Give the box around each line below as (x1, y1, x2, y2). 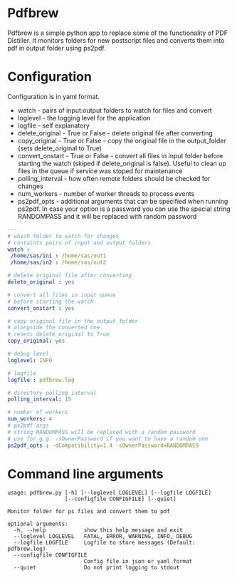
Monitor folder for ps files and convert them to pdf (7, 508, 171, 515)
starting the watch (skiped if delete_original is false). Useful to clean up (17, 159, 226, 167)
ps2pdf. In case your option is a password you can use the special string (17, 205, 231, 213)
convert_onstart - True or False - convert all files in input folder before (17, 151, 223, 160)
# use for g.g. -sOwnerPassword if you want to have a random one (7, 435, 209, 443)
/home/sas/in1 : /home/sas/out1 (10, 252, 107, 259)
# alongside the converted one (7, 324, 100, 331)
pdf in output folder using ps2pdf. (7, 43, 106, 52)
